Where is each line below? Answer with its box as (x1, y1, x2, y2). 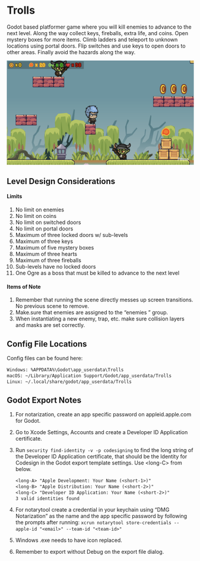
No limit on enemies (15, 206, 65, 213)
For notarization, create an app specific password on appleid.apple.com (15, 410, 192, 417)
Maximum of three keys (15, 238, 74, 245)
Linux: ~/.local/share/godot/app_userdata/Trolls (7, 379, 132, 385)
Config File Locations (7, 339, 87, 349)
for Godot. (15, 417, 41, 424)
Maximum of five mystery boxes (15, 244, 94, 251)
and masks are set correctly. (15, 322, 85, 329)
